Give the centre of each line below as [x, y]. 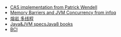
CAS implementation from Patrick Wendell [53, 7]
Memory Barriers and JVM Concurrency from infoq [63, 12]
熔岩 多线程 [22, 18]
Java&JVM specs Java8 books [41, 24]
